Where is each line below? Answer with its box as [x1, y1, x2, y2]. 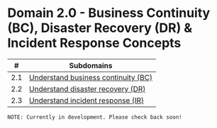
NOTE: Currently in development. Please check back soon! [7, 113, 182, 121]
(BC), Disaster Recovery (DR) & [7, 20, 193, 36]
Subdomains [69, 60, 113, 70]
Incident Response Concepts [7, 35, 182, 51]
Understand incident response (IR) [29, 95, 144, 105]
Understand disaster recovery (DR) [29, 83, 146, 93]
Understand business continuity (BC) [29, 72, 152, 82]
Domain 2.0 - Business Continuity [7, 5, 211, 21]
